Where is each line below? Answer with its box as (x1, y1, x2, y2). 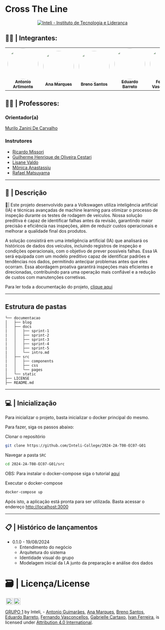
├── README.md (5, 381, 34, 385)
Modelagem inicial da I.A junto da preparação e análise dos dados (19, 560, 153, 565)
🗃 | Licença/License (5, 578, 90, 589)
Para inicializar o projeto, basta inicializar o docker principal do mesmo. (5, 415, 150, 420)
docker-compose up (5, 490, 43, 494)
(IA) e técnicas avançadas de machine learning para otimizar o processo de (5, 207, 158, 213)
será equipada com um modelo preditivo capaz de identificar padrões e (5, 253, 150, 259)
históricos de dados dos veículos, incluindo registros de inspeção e (5, 243, 141, 248)
